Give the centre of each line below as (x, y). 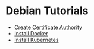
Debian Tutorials (47, 11)
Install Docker (31, 33)
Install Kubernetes (36, 40)
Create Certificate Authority (48, 27)
